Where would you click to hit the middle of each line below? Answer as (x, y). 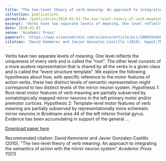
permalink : (16, 19)
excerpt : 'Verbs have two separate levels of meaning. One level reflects (84, 23)
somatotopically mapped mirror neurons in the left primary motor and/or (78, 98)
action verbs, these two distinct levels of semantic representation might (78, 82)
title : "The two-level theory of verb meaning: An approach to (72, 10)
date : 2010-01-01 (23, 28)
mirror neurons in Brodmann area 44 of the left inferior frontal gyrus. (75, 114)
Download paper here (27, 128)
